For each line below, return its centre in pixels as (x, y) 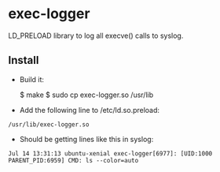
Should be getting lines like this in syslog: (86, 139)
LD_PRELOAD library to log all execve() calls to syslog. (96, 36)
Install (24, 60)
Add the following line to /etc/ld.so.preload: (89, 110)
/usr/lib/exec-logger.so (49, 124)
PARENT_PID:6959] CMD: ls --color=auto (73, 160)
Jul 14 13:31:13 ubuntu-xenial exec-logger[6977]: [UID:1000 (110, 153)
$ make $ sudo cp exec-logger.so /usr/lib (86, 95)
